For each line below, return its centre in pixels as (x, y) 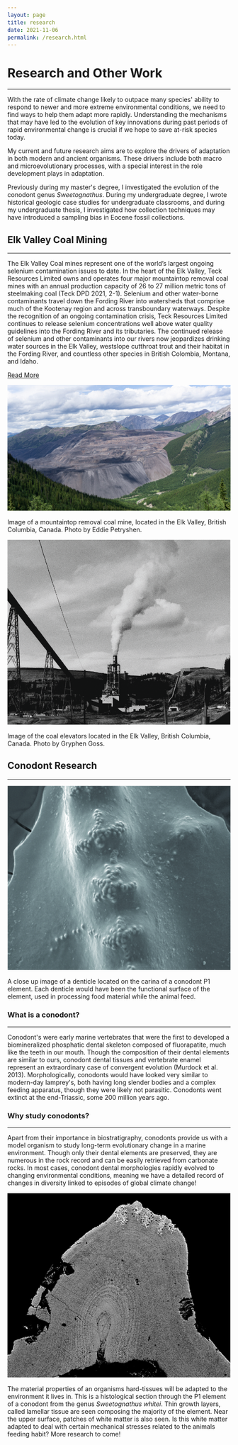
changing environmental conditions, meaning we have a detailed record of (116, 1175)
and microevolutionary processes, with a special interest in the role (105, 166)
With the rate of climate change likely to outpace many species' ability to (113, 100)
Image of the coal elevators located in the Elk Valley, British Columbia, (109, 736)
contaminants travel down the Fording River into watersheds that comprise (116, 301)
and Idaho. (23, 361)
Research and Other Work (85, 73)
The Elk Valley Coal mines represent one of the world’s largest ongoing (110, 263)
